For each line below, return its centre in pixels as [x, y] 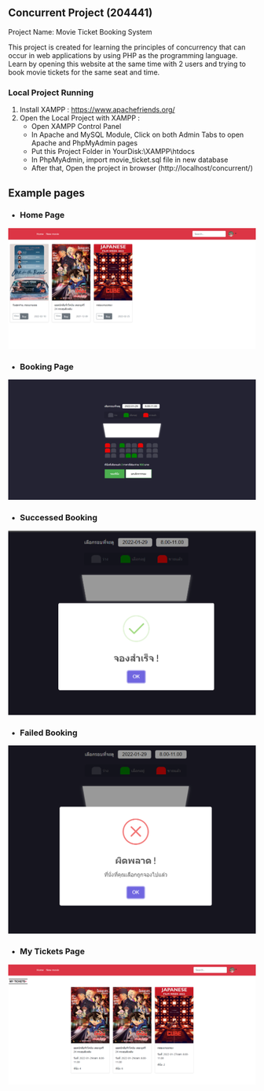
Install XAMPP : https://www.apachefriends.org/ [97, 110]
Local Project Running [51, 92]
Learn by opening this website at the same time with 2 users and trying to [127, 64]
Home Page [42, 215]
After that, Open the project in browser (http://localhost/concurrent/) [142, 168]
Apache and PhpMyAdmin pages [84, 143]
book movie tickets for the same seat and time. [84, 72]
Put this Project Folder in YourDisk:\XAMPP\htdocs [113, 152]
